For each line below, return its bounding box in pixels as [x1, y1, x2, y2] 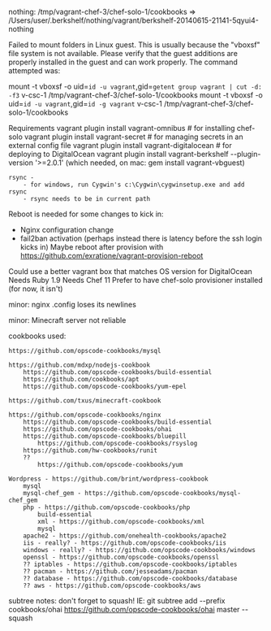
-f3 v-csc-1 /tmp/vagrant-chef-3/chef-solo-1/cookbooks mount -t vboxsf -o [8, 90, 264, 100]
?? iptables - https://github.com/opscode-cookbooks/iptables [23, 560, 238, 568]
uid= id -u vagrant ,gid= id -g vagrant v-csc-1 [8, 99, 162, 108]
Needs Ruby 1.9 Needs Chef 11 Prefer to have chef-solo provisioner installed [8, 276, 264, 285]
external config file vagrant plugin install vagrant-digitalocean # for [8, 141, 233, 150]
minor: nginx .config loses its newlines [8, 300, 136, 309]
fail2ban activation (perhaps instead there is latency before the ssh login [19, 233, 262, 243]
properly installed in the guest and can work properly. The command [8, 57, 238, 67]
